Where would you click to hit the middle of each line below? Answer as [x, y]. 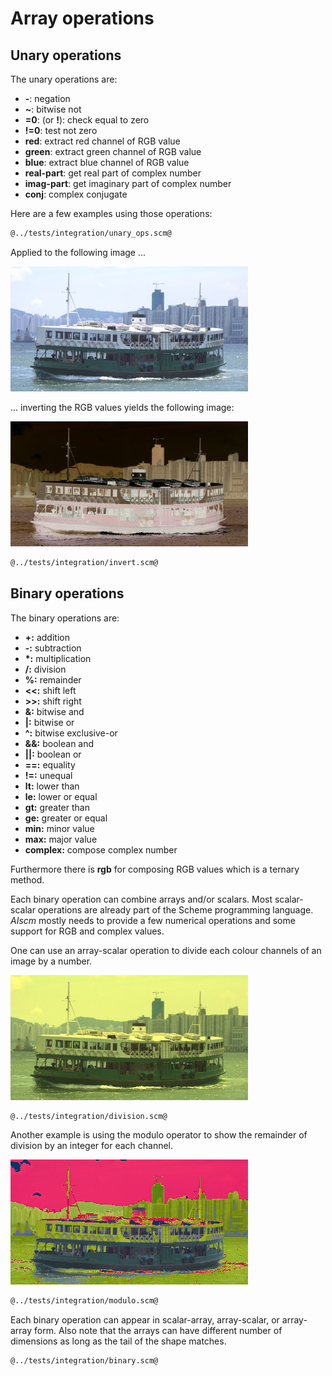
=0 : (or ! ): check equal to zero [87, 120]
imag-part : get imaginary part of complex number [128, 183]
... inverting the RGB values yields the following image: [122, 407]
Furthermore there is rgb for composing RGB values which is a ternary [155, 869]
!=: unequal [48, 775]
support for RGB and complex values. [87, 931]
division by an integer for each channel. [92, 1146]
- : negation [47, 98]
